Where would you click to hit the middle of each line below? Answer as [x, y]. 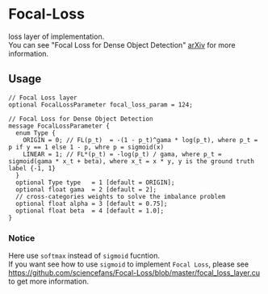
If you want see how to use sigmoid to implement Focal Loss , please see [128, 264]
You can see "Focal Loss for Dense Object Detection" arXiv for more [122, 44]
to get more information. [48, 281]
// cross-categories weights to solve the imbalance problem [121, 196]
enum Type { [36, 133]
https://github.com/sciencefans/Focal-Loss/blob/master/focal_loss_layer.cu [134, 273]
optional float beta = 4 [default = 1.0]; [90, 211]
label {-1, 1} [32, 168]
